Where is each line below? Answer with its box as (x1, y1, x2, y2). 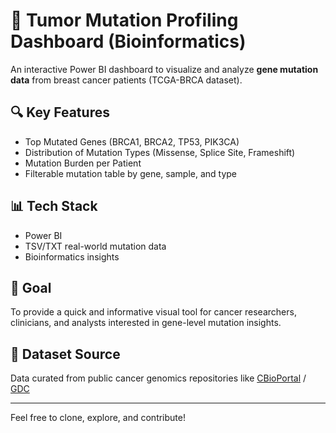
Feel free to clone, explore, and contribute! (10, 412, 186, 424)
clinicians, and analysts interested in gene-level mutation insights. (10, 317, 282, 329)
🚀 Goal (10, 279, 52, 296)
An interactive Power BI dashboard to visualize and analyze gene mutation (10, 63, 319, 75)
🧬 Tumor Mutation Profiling (10, 9, 239, 32)
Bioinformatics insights (24, 250, 120, 263)
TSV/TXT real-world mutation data (24, 240, 167, 252)
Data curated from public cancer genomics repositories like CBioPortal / (10, 372, 307, 384)
